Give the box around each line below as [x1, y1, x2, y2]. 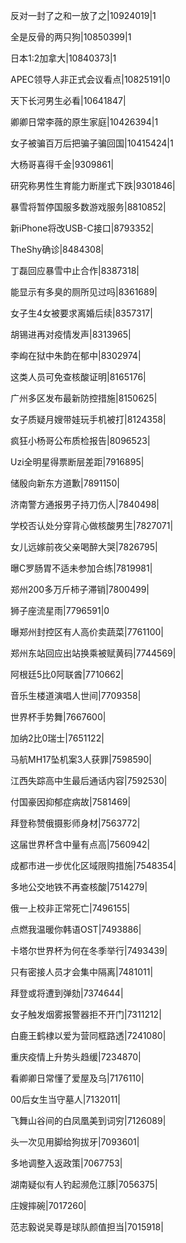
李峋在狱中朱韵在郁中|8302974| [10, 350, 142, 361]
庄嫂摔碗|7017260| [10, 1200, 87, 1211]
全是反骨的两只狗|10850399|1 [10, 31, 132, 43]
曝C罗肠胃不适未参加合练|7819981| [10, 562, 153, 574]
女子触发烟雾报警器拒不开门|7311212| [10, 1009, 162, 1020]
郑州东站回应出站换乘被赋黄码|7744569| [10, 647, 177, 659]
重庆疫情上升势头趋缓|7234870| [10, 1051, 142, 1063]
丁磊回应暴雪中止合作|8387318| [10, 265, 140, 276]
